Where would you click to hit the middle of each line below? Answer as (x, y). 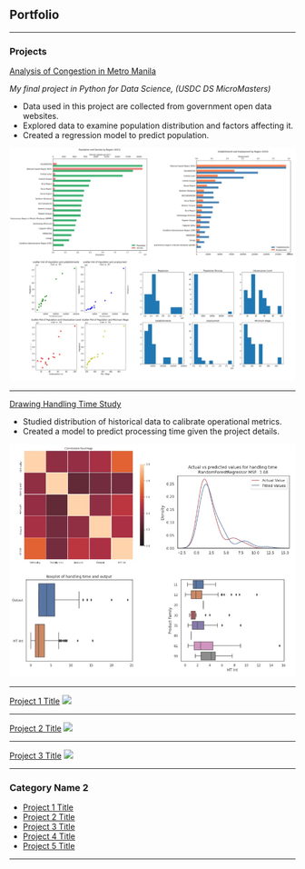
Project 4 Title (49, 836)
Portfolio (34, 15)
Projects (28, 51)
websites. (40, 116)
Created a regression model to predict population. (116, 135)
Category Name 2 (49, 788)
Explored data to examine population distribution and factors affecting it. (157, 125)
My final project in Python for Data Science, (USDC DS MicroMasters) (140, 89)
